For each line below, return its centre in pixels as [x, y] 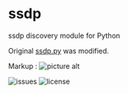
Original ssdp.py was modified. [58, 50]
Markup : [23, 66]
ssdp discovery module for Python [64, 35]
